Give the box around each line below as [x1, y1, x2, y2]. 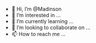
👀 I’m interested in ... [11, 12, 61, 19]
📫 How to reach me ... [11, 31, 66, 37]
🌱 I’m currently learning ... [11, 18, 74, 24]
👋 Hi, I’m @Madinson [11, 6, 62, 12]
